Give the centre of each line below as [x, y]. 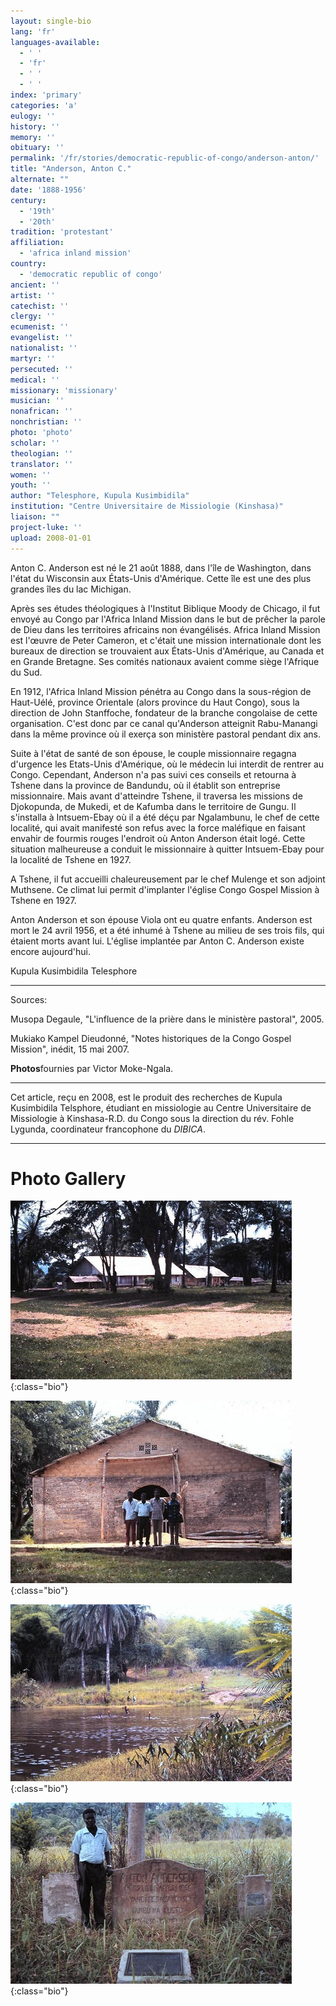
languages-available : [55, 42]
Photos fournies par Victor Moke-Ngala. [92, 1068]
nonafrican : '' [42, 411]
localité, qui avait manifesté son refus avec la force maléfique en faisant [158, 827]
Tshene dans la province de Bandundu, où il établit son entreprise [145, 785]
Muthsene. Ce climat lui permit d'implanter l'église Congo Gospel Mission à [165, 889]
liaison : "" [35, 517]
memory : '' [33, 137]
